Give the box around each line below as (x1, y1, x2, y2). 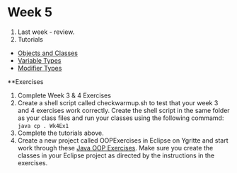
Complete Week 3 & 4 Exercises (17, 91, 112, 100)
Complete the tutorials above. (17, 129, 104, 137)
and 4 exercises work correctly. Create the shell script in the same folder (17, 106, 230, 114)
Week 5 (7, 4, 53, 20)
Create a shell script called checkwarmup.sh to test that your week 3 (17, 98, 219, 107)
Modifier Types (17, 64, 62, 72)
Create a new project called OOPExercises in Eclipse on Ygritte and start (17, 136, 229, 145)
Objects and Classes (17, 49, 78, 57)
